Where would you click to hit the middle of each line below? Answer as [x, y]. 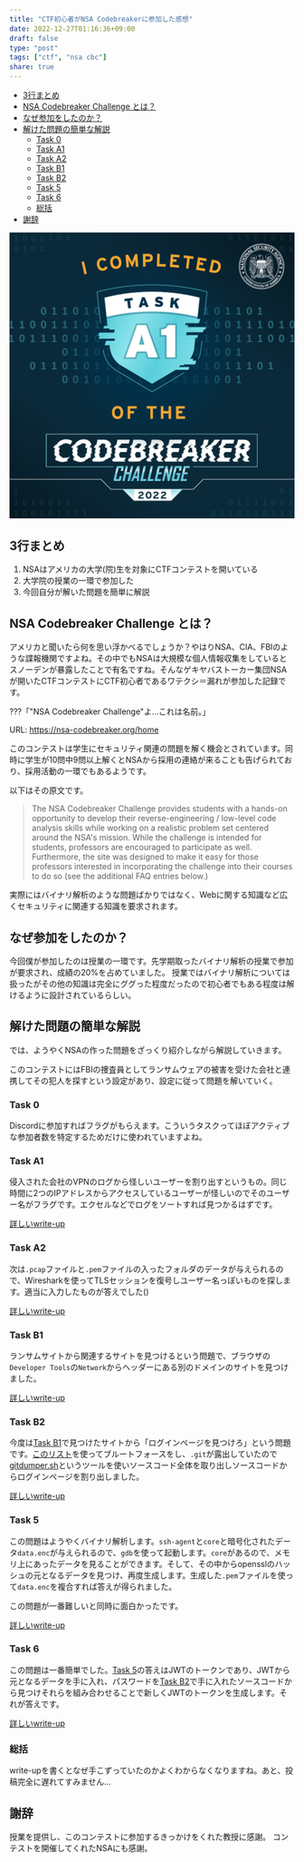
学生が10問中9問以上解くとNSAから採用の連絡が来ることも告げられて [155, 760]
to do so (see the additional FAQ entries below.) [120, 877]
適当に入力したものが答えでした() [86, 1291]
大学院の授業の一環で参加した [78, 581]
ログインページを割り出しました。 [81, 1477]
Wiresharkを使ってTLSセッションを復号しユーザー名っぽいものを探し [154, 1280]
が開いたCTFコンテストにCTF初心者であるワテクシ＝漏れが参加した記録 [144, 681]
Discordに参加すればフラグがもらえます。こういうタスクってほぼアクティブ [150, 1126]
